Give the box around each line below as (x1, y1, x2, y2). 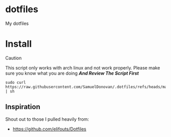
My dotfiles (5, 20, 29, 26)
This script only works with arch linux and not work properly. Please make (5, 64, 160, 71)
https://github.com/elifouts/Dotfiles (12, 126, 87, 132)
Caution (5, 55, 22, 61)
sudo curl (5, 80, 26, 85)
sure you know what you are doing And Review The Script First (5, 70, 139, 76)
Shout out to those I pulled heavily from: (5, 116, 89, 122)
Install (5, 38, 32, 50)
